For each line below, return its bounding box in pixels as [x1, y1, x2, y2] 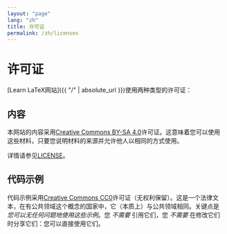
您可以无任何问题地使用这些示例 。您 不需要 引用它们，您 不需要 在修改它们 [7, 210, 220, 219]
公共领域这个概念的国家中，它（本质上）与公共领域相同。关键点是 [30, 202, 219, 210]
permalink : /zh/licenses [7, 29, 79, 37]
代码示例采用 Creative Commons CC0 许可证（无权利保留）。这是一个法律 [7, 193, 213, 201]
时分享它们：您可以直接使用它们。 [7, 219, 105, 228]
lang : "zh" [7, 17, 39, 24]
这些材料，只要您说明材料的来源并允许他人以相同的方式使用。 [7, 137, 183, 144]
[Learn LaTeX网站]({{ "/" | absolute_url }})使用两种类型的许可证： [7, 86, 192, 94]
